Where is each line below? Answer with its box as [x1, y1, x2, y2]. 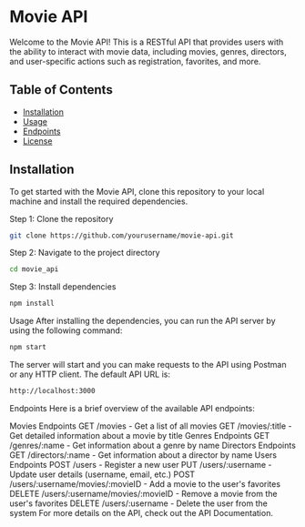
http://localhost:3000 [9, 387, 96, 396]
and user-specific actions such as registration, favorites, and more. [9, 56, 261, 66]
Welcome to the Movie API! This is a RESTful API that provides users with [9, 36, 284, 47]
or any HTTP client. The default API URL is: [9, 369, 171, 380]
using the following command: [9, 325, 123, 336]
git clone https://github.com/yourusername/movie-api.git [9, 230, 234, 240]
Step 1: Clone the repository [9, 213, 114, 224]
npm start [9, 343, 47, 352]
